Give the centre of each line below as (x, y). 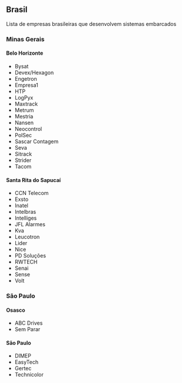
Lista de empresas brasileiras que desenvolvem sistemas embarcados (91, 24)
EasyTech (27, 362)
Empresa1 (26, 85)
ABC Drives (29, 323)
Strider (23, 160)
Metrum (24, 110)
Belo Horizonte (25, 53)
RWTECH (26, 262)
